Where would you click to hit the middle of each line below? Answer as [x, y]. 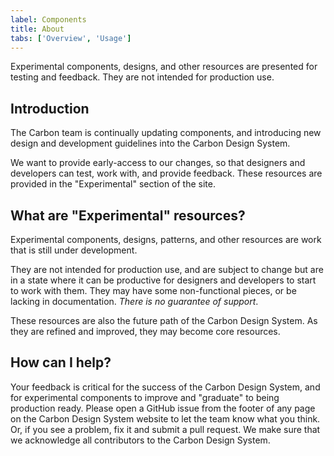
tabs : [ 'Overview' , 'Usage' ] [71, 38]
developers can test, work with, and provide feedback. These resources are [166, 173]
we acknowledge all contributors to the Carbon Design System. [140, 440]
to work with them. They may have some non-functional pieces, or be [153, 290]
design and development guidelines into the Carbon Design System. [150, 143]
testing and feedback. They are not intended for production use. [142, 77]
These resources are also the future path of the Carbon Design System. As [164, 320]
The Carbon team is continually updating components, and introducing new [166, 133]
